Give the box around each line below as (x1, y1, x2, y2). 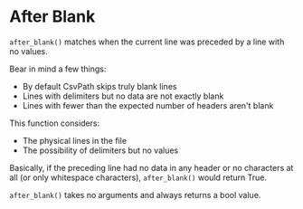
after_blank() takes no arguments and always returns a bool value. (9, 189, 261, 200)
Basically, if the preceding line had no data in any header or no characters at (9, 162, 294, 173)
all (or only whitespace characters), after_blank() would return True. (9, 172, 268, 183)
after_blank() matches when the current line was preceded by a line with (9, 36, 285, 47)
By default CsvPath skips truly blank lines (22, 81, 177, 91)
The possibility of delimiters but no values (22, 145, 179, 156)
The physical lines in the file (22, 135, 128, 146)
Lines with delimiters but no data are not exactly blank (22, 90, 224, 101)
